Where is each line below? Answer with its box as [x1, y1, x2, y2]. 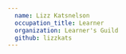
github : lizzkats [14, 33, 73, 42]
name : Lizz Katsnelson [14, 11, 90, 20]
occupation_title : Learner [14, 19, 104, 27]
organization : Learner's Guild [14, 26, 119, 34]
